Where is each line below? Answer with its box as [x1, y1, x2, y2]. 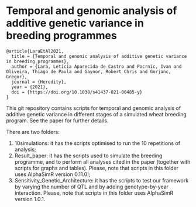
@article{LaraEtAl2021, [6, 48, 64, 54]
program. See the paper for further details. [6, 117, 109, 124]
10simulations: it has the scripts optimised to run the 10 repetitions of [14, 139, 180, 147]
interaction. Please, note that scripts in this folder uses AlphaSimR [14, 189, 174, 196]
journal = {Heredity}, [11, 79, 67, 85]
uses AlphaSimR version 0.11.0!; [14, 171, 91, 178]
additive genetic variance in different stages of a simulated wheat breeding [6, 111, 187, 118]
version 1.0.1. [14, 195, 46, 202]
